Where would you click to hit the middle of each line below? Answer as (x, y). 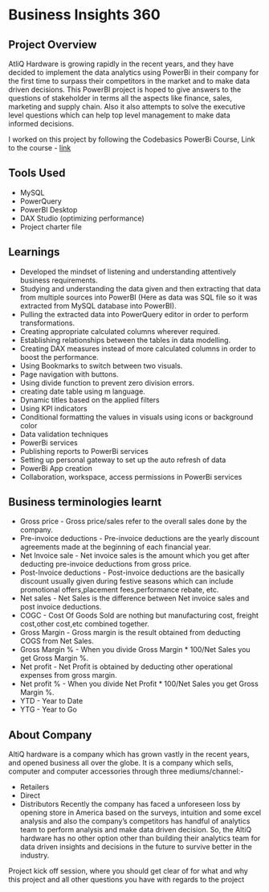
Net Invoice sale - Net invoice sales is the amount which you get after (135, 555)
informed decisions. (41, 124)
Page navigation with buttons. (69, 374)
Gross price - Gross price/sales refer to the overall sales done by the (133, 522)
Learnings (34, 252)
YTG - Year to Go (49, 709)
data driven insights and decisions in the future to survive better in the (136, 847)
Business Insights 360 (84, 15)
